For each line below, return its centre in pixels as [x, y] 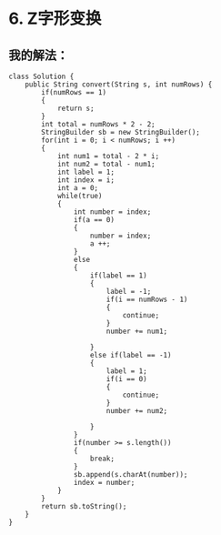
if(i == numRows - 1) [147, 299]
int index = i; [86, 180]
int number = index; [112, 212]
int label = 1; [86, 172]
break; [102, 459]
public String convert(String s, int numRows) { [119, 85]
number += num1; [137, 331]
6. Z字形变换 [55, 19]
